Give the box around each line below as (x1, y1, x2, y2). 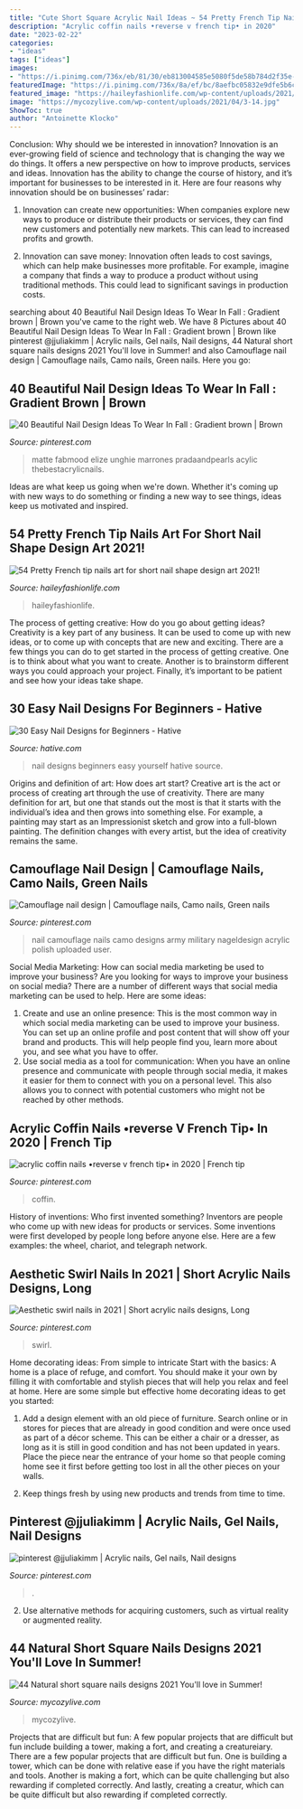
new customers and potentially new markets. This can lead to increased (22, 223, 290, 235)
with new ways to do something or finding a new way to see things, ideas (9, 490, 282, 502)
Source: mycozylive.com (9, 1696, 101, 1707)
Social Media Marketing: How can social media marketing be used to (9, 962, 264, 973)
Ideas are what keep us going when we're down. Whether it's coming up (9, 481, 279, 492)
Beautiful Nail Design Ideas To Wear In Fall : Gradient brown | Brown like (9, 326, 277, 337)
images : (9, 64, 39, 73)
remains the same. (9, 835, 78, 846)
